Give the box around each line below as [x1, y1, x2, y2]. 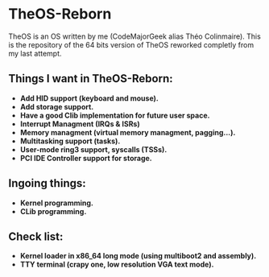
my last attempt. [8, 48, 62, 58]
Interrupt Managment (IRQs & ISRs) [19, 118, 140, 129]
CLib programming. [19, 206, 87, 216]
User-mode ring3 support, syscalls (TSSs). [19, 144, 168, 154]
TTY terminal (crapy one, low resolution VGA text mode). [19, 259, 214, 270]
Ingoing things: [8, 176, 86, 190]
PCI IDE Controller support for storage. [19, 153, 153, 163]
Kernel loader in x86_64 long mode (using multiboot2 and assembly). [19, 251, 257, 261]
